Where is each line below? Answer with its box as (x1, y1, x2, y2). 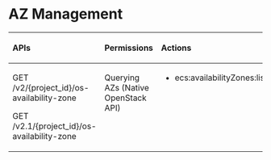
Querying (104, 72, 140, 83)
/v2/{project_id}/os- (12, 82, 90, 93)
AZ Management (8, 5, 123, 23)
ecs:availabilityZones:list (174, 72, 268, 83)
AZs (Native (104, 82, 149, 93)
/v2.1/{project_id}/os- (12, 120, 97, 132)
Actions (161, 42, 192, 53)
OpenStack (104, 92, 147, 103)
